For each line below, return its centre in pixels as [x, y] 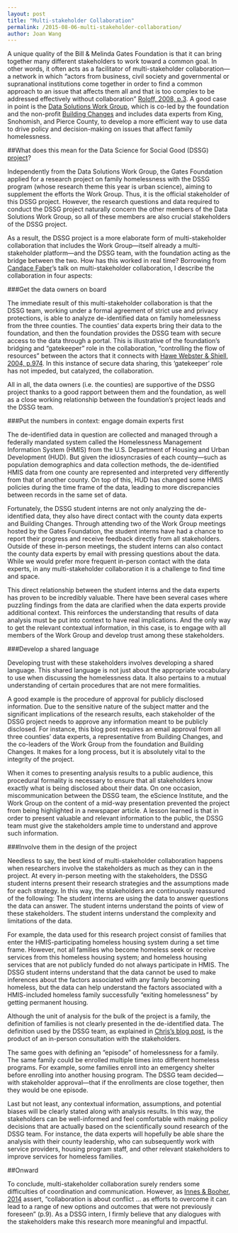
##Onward [23, 1171]
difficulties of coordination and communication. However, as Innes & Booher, [119, 1192]
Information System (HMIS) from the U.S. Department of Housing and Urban [118, 450]
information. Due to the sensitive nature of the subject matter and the [108, 706]
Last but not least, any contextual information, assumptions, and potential [114, 1104]
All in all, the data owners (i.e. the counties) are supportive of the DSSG [111, 385]
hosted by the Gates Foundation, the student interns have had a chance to [115, 531]
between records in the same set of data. [67, 495]
